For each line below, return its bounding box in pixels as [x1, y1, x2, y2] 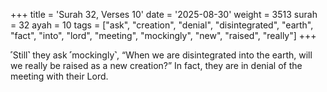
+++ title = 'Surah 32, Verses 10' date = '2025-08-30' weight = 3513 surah [10, 9, 318, 20]
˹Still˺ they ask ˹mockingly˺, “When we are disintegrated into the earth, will [10, 49, 313, 61]
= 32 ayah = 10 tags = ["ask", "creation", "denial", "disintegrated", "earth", [10, 19, 314, 31]
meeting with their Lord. [10, 70, 109, 82]
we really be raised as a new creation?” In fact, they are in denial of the [10, 60, 303, 71]
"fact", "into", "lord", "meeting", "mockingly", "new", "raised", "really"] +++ [10, 30, 317, 41]
